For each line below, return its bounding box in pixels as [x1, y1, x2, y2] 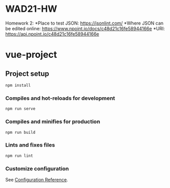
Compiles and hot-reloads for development [5, 94, 116, 101]
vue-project [5, 49, 58, 60]
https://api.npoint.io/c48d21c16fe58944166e [5, 31, 99, 37]
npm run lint [5, 153, 33, 158]
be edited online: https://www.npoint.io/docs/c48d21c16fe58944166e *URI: [5, 25, 165, 31]
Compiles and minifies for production [5, 118, 100, 126]
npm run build [5, 130, 36, 135]
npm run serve [5, 106, 36, 112]
